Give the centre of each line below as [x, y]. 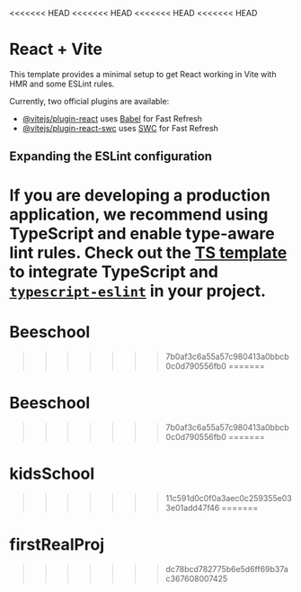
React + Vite [56, 49]
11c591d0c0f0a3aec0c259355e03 [229, 498]
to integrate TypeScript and [114, 271]
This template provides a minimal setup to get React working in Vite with [143, 74]
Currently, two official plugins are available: [89, 101]
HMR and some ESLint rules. [62, 84]
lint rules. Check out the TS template [148, 252]
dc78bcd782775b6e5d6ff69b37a [227, 570]
